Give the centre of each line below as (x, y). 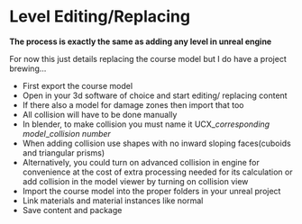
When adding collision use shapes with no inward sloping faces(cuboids (156, 143)
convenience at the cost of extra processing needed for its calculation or (157, 172)
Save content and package (72, 210)
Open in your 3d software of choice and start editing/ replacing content (155, 95)
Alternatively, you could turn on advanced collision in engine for (141, 162)
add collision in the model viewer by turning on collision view (135, 181)
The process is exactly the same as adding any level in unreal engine (141, 41)
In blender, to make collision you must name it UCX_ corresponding (146, 124)
